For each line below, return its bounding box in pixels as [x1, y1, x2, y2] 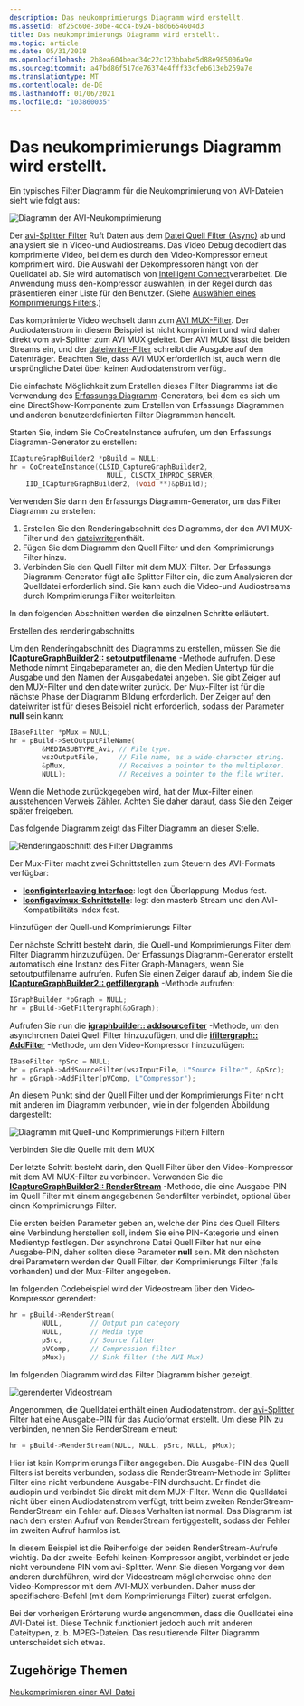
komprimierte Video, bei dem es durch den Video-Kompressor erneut [9, 250, 269, 261]
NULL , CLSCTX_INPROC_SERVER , [106, 472, 217, 481]
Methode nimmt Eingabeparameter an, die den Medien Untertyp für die [9, 662, 274, 672]
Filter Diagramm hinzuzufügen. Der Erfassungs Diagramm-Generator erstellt [9, 949, 294, 960]
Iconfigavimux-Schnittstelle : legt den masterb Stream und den [22, 895, 260, 906]
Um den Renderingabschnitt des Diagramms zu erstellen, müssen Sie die [9, 643, 281, 653]
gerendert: [56, 1293, 97, 1304]
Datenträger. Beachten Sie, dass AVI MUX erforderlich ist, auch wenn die [9, 354, 281, 365]
